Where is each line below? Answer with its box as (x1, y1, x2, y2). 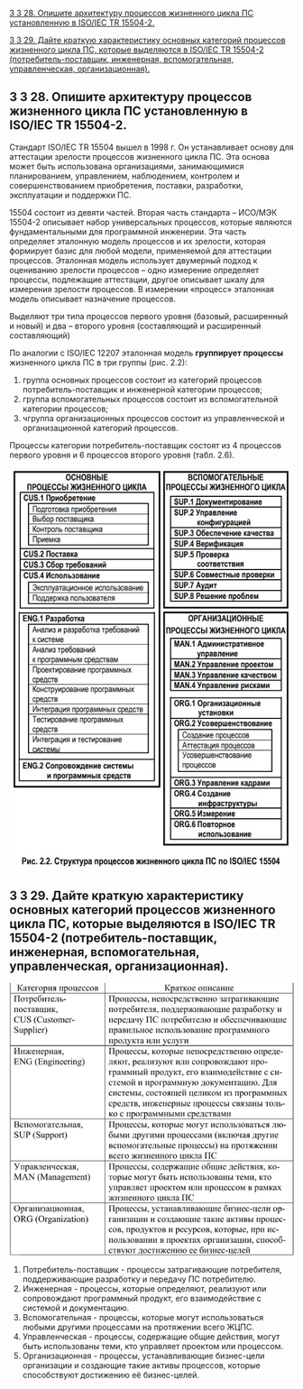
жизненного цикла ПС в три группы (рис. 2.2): (9, 356, 188, 368)
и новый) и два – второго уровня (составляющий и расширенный (9, 320, 262, 331)
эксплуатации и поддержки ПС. (9, 189, 133, 200)
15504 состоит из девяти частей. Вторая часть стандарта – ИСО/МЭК (9, 207, 278, 217)
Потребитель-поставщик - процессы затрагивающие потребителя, (22, 1264, 282, 1274)
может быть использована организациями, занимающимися (9, 161, 244, 171)
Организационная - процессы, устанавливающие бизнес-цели (22, 1350, 265, 1361)
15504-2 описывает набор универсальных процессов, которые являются (9, 216, 293, 227)
